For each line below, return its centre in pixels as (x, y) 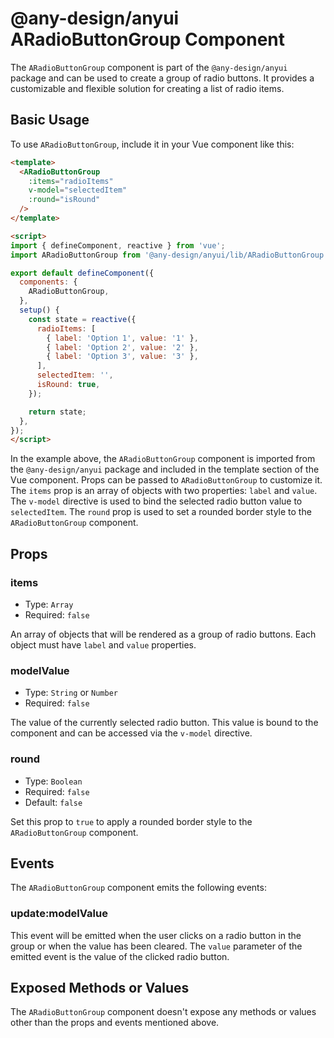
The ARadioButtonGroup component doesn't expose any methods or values (163, 1012)
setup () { (39, 310)
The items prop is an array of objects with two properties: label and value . (164, 491)
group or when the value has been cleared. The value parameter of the (156, 946)
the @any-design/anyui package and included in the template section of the (165, 469)
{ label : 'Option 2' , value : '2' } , (122, 347)
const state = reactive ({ (82, 319)
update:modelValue (59, 914)
